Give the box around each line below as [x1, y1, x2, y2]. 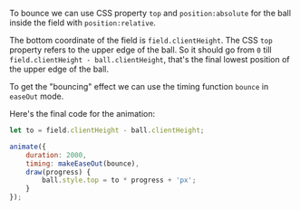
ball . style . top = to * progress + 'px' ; [42, 176, 197, 185]
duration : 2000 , [25, 150, 88, 159]
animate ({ [9, 142, 47, 151]
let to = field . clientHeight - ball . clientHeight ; [9, 126, 205, 135]
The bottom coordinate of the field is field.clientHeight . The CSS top [9, 35, 274, 45]
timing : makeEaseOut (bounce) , [25, 158, 140, 168]
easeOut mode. [9, 91, 64, 101]
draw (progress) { [25, 167, 92, 177]
